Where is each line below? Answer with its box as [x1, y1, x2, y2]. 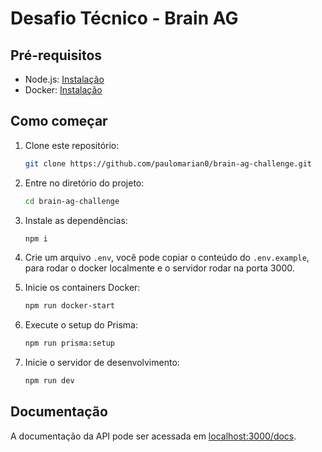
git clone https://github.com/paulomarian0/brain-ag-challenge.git [24, 158, 312, 169]
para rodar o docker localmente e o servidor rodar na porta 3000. [24, 262, 295, 274]
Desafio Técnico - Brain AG [10, 7, 239, 30]
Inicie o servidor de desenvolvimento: [24, 357, 180, 369]
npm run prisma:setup [24, 338, 115, 349]
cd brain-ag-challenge [24, 196, 120, 206]
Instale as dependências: [24, 214, 128, 226]
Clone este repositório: [24, 139, 120, 151]
